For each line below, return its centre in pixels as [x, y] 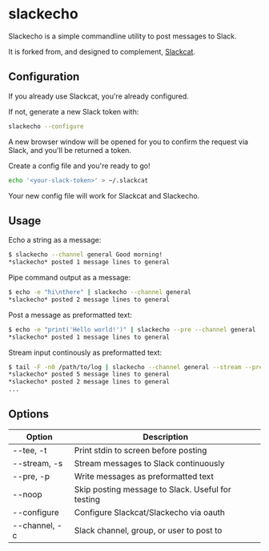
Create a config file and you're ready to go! [79, 166]
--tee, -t [30, 450]
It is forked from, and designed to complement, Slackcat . [102, 51]
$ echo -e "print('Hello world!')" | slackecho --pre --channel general [132, 329]
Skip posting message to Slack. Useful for [153, 489]
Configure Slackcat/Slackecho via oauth [150, 512]
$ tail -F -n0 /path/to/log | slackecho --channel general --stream [125, 367]
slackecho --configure [46, 126]
